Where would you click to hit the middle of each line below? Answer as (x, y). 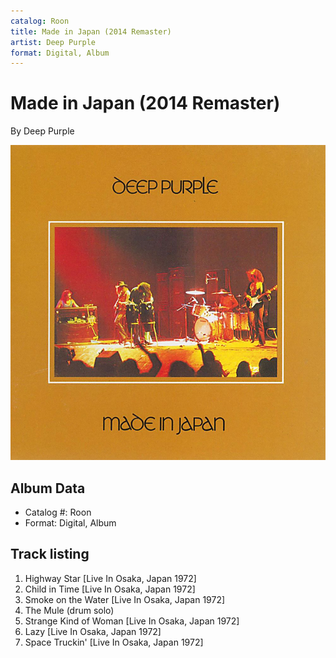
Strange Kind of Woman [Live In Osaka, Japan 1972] (132, 621)
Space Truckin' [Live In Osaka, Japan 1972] (114, 642)
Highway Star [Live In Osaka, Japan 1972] (110, 578)
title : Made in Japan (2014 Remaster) (91, 31)
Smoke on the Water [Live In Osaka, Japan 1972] (125, 599)
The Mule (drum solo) (69, 610)
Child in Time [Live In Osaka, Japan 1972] (110, 589)
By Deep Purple (42, 131)
